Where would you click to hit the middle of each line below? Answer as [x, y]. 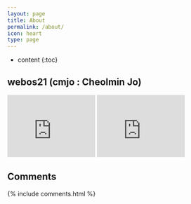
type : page [23, 40]
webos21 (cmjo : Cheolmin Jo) [74, 82]
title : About [26, 20]
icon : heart [25, 33]
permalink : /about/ [36, 27]
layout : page [26, 14]
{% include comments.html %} [52, 193]
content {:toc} [38, 60]
